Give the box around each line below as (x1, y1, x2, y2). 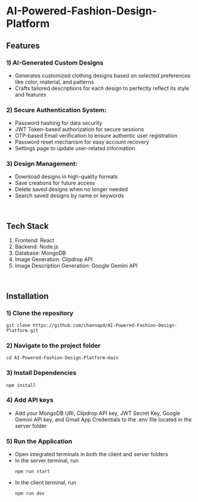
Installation (6, 291, 49, 301)
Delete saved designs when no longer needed (14, 186, 128, 193)
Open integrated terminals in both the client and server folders (14, 451, 168, 458)
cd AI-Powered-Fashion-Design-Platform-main (6, 355, 119, 361)
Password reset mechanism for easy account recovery (14, 138, 150, 145)
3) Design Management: (6, 160, 78, 168)
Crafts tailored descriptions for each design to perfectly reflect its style (14, 85, 190, 92)
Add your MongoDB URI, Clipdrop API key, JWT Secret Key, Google (14, 410, 181, 417)
